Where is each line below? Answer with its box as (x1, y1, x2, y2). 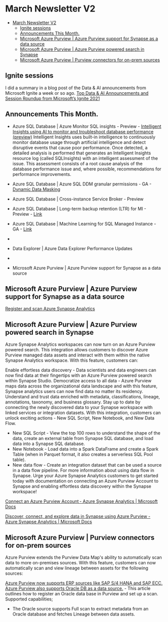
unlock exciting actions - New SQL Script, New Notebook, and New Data (5, 415, 155, 421)
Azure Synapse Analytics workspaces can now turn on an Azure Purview (5, 341, 156, 347)
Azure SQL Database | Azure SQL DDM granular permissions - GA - (12, 181, 151, 187)
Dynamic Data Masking (12, 186, 60, 192)
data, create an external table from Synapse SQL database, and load (12, 436, 153, 442)
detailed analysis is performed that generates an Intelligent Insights (12, 150, 151, 156)
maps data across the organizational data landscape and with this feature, (5, 383, 157, 389)
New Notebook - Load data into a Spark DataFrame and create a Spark (12, 446, 158, 452)
